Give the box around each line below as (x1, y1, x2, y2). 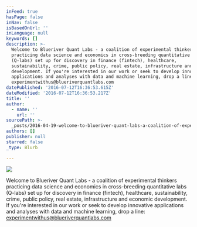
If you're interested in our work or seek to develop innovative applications (6, 201, 184, 208)
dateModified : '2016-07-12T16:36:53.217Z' (6, 90, 111, 96)
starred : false (6, 139, 43, 145)
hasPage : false (6, 14, 43, 20)
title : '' (6, 95, 30, 101)
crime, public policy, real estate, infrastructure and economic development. (6, 195, 188, 202)
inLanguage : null (6, 30, 49, 36)
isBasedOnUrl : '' (6, 25, 49, 31)
